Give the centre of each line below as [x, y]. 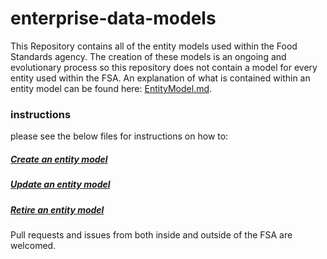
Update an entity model [60, 184]
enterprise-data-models [113, 18]
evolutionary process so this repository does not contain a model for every [164, 67]
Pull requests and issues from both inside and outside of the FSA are [151, 234]
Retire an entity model [57, 209]
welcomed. [33, 245]
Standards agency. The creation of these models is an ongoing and [148, 56]
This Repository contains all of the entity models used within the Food [154, 46]
